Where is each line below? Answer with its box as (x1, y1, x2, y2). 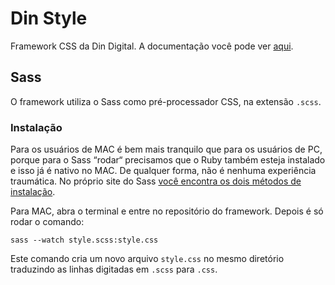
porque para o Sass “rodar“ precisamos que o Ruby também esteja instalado (10, 154, 326, 166)
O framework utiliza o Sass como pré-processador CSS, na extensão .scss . (10, 95, 322, 107)
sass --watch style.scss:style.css (10, 235, 159, 246)
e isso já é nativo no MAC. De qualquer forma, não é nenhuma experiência (10, 165, 317, 177)
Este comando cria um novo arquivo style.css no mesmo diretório (10, 253, 285, 265)
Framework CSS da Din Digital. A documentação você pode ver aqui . (10, 40, 294, 52)
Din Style (10, 7, 88, 30)
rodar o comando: (10, 216, 85, 228)
